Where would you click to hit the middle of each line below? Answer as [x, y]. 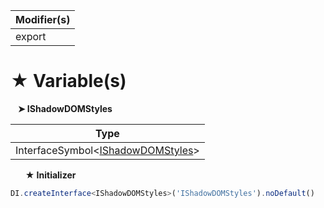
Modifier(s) [43, 19]
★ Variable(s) [68, 81]
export [31, 36]
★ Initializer [50, 175]
